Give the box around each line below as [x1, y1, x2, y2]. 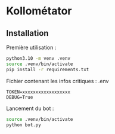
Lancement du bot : [6, 105, 54, 112]
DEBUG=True [6, 94, 33, 100]
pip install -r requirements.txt [6, 66, 89, 72]
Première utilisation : [6, 44, 57, 51]
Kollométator [6, 4, 72, 18]
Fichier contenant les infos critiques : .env [6, 77, 109, 84]
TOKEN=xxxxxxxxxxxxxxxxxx [6, 89, 70, 95]
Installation [6, 28, 49, 38]
